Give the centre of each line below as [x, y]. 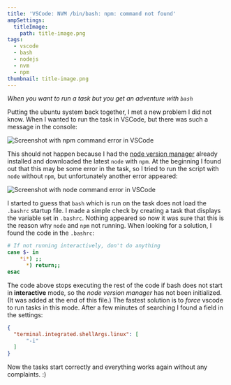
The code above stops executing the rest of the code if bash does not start [115, 285]
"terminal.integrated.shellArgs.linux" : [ [76, 334]
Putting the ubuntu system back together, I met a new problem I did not [110, 112]
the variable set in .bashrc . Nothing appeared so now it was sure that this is [116, 218]
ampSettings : [26, 20]
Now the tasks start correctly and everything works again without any [107, 367]
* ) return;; [43, 266]
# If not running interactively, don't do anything [84, 246]
